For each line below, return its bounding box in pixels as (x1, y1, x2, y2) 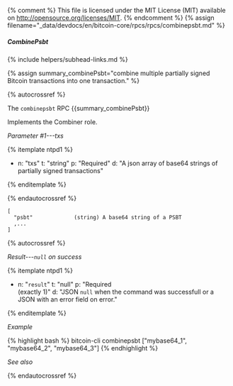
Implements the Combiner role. (7, 117, 98, 126)
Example (7, 322, 33, 331)
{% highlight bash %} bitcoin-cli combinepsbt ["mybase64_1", (7, 336, 188, 345)
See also (7, 358, 33, 366)
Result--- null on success (7, 252, 82, 261)
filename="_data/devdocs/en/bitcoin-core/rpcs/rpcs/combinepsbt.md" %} (7, 21, 225, 29)
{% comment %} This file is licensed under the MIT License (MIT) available (7, 6, 227, 14)
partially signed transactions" (17, 166, 104, 175)
